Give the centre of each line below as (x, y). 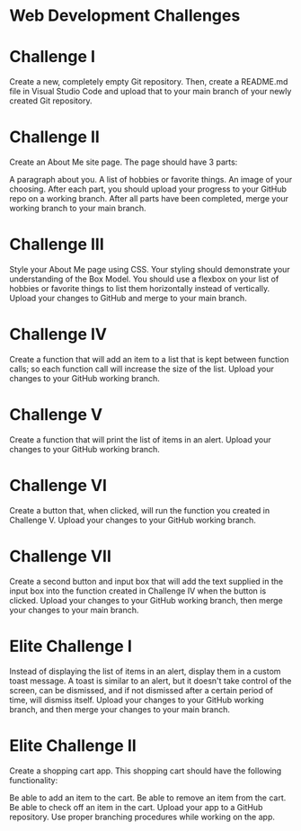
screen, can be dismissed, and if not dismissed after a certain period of (142, 690)
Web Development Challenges (125, 16)
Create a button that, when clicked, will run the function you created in (140, 510)
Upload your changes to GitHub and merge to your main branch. (128, 298)
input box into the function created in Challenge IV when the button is (138, 591)
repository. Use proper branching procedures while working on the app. (142, 817)
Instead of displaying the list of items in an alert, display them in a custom (145, 671)
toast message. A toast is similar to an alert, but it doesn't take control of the (150, 681)
